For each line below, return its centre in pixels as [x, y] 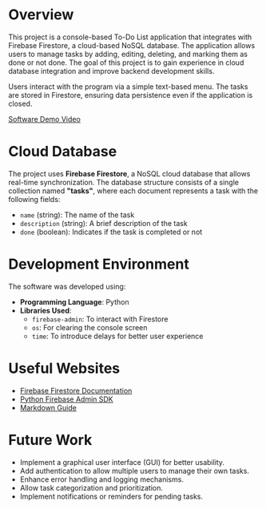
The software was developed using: [67, 286]
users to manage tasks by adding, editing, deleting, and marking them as [128, 54]
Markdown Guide [48, 407]
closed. [20, 103]
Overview [41, 15]
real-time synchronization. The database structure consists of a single [124, 182]
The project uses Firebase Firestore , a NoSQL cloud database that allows [129, 173]
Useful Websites [64, 368]
